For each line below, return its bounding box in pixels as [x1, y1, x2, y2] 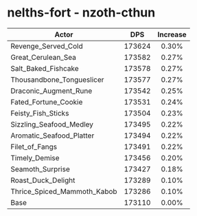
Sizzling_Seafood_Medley [10, 119, 94, 129]
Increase [157, 30, 187, 39]
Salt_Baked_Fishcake [10, 63, 79, 73]
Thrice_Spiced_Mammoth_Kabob [10, 186, 118, 196]
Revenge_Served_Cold [10, 41, 84, 51]
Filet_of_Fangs [10, 142, 57, 151]
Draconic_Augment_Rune [10, 86, 93, 96]
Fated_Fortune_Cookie [10, 97, 83, 107]
